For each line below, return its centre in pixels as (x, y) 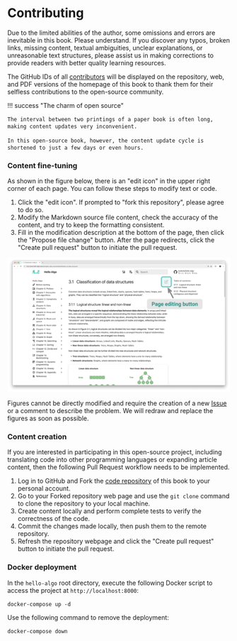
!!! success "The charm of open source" (65, 105)
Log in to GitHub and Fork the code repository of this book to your (114, 481)
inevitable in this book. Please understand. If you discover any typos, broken (118, 40)
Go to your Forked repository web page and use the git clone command (123, 496)
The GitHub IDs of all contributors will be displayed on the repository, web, (116, 77)
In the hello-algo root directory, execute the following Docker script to (110, 583)
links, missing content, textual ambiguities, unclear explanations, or (105, 48)
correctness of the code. (54, 519)
